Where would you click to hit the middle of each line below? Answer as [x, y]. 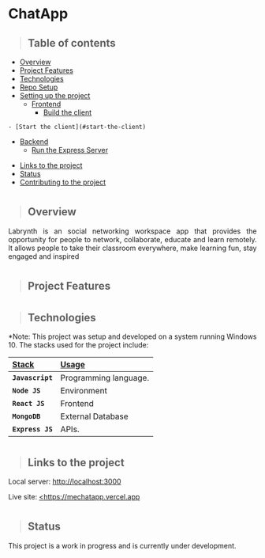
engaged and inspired [44, 256]
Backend [34, 142]
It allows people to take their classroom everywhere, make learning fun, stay [132, 248]
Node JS [26, 391]
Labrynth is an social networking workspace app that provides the [132, 231]
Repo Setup [39, 87]
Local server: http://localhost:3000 [65, 482]
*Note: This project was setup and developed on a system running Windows [132, 336]
